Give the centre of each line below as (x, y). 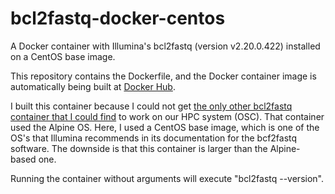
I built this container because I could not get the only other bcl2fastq (151, 106)
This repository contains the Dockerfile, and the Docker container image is (163, 76)
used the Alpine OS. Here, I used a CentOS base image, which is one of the (165, 127)
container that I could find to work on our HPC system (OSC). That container (167, 116)
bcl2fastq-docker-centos (118, 18)
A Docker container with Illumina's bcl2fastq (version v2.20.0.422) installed (165, 46)
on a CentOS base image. (63, 56)
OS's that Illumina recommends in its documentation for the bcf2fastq (154, 138)
